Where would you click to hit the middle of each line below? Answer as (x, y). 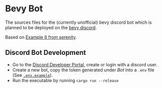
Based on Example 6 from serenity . (41, 37)
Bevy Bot (24, 9)
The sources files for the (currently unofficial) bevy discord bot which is (79, 22)
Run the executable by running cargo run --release (65, 80)
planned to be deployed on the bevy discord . (51, 27)
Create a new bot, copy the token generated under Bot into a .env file (83, 70)
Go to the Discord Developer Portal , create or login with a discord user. (85, 64)
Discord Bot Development (45, 53)
